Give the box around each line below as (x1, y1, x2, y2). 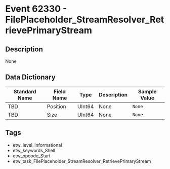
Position (47, 103, 67, 110)
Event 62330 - (5, 3, 67, 15)
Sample (138, 88, 157, 95)
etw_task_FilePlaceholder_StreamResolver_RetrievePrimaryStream (12, 158, 151, 164)
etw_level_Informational (12, 142, 62, 148)
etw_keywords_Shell (12, 147, 56, 153)
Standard (13, 88, 36, 95)
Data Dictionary (5, 73, 56, 82)
